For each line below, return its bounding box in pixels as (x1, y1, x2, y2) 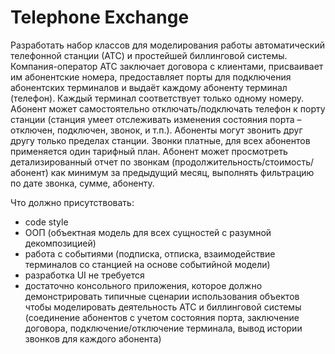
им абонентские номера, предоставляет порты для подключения (10, 71, 292, 83)
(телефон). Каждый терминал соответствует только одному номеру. (10, 92, 305, 104)
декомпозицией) (24, 237, 97, 249)
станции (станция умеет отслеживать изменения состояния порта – (10, 113, 302, 125)
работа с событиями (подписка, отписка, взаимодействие (24, 247, 276, 260)
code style (24, 216, 69, 228)
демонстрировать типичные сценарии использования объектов (24, 290, 300, 302)
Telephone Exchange (10, 6, 190, 29)
